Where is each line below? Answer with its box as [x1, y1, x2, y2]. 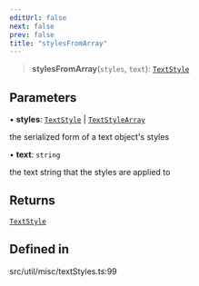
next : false [9, 22, 55, 31]
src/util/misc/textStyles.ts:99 [9, 265, 118, 277]
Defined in [9, 242, 70, 257]
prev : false [9, 30, 55, 39]
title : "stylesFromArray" [9, 38, 107, 48]
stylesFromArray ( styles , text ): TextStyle [31, 64, 190, 74]
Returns [9, 192, 56, 209]
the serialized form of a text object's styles [9, 132, 170, 143]
